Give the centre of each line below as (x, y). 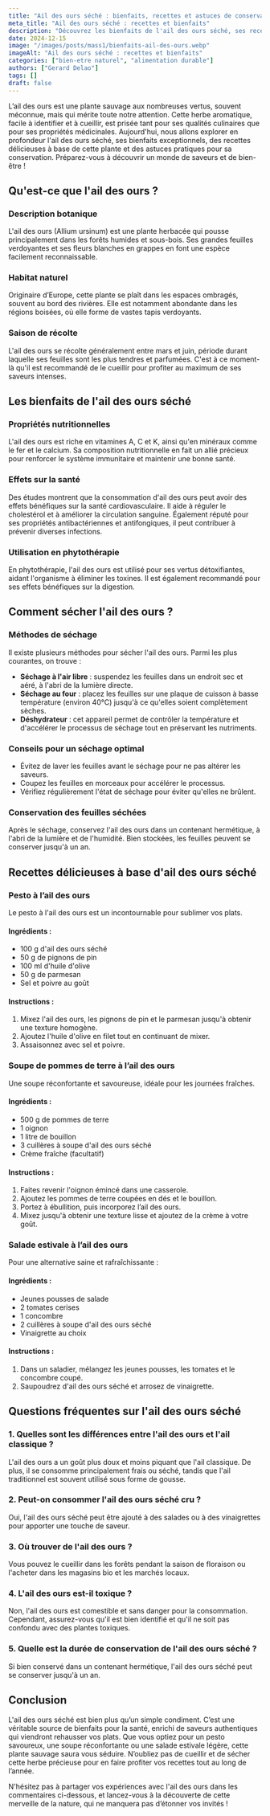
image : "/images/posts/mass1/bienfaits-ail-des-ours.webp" (109, 46)
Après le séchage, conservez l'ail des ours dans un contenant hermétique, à (134, 830)
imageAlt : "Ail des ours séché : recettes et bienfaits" (106, 53)
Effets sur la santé (44, 480)
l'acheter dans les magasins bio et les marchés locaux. (99, 1573)
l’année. (21, 1771)
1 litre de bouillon (48, 1136)
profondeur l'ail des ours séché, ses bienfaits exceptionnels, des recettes (130, 140)
